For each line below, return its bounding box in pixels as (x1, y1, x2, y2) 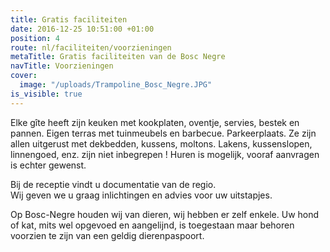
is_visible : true (10, 89, 83, 99)
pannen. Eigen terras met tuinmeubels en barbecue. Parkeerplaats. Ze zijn (10, 127, 317, 139)
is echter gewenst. (10, 159, 87, 171)
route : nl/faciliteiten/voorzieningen (10, 42, 172, 53)
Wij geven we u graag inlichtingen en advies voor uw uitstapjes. (10, 189, 273, 201)
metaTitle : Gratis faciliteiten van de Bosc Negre (10, 52, 226, 62)
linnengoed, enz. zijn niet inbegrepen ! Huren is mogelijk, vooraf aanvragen (10, 148, 320, 160)
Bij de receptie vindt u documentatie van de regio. (10, 178, 217, 190)
